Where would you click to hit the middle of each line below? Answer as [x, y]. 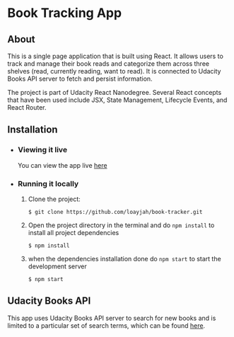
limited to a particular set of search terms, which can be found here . [106, 325]
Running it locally [48, 183]
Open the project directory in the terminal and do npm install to [121, 225]
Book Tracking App [65, 13]
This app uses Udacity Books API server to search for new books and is [112, 318]
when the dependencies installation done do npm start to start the [124, 258]
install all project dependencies [74, 232]
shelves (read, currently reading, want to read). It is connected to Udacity [114, 71]
